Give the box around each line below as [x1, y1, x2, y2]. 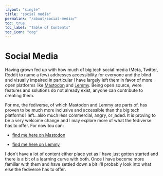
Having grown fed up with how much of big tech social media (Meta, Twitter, [5, 67, 158, 72]
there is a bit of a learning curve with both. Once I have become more [5, 156, 145, 162]
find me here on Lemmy [12, 141, 60, 147]
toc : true [5, 20, 25, 26]
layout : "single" [5, 7, 40, 12]
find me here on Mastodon [12, 132, 66, 138]
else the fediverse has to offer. [5, 166, 67, 172]
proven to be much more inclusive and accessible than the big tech [5, 107, 140, 113]
